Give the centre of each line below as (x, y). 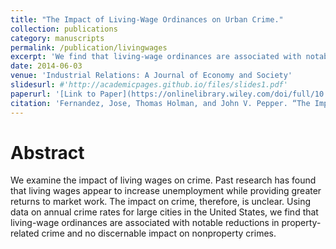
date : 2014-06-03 (46, 66)
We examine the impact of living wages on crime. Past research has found (163, 180)
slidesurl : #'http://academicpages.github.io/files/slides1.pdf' (149, 85)
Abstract (47, 152)
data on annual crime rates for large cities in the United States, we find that (164, 212)
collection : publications (64, 29)
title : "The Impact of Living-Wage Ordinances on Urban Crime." (147, 19)
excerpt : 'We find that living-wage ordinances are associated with (156, 57)
